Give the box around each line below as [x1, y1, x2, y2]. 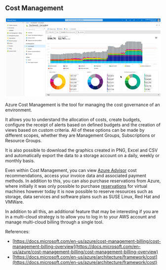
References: [5, 228, 30, 234]
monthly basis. [5, 158, 35, 163]
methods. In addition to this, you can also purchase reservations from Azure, [5, 178, 161, 184]
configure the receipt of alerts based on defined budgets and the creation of [5, 121, 161, 128]
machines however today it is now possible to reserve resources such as [5, 188, 153, 194]
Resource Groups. [5, 137, 42, 143]
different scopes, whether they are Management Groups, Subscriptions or [5, 132, 156, 138]
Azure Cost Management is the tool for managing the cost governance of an [5, 102, 160, 108]
